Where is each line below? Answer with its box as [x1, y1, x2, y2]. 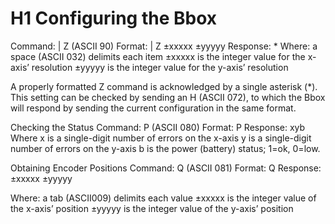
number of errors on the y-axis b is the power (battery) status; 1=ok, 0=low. [10, 142, 321, 154]
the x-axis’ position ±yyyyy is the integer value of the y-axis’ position [10, 202, 294, 214]
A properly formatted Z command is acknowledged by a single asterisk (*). [10, 80, 318, 92]
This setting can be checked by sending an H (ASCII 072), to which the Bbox [10, 91, 326, 103]
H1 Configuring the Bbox [10, 7, 217, 30]
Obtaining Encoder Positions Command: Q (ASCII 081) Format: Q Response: [10, 162, 322, 174]
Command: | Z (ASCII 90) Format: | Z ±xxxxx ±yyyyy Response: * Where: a [10, 40, 318, 52]
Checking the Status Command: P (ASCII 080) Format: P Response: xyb [10, 121, 306, 133]
